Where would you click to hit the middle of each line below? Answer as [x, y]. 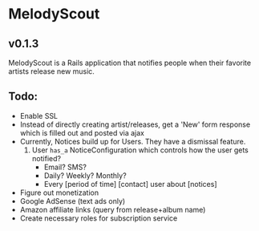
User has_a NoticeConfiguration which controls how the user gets [140, 150]
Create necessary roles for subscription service [99, 218]
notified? [47, 158]
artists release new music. [51, 71]
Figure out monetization [59, 192]
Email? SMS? [65, 167]
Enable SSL [39, 115]
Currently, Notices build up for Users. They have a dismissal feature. [133, 141]
